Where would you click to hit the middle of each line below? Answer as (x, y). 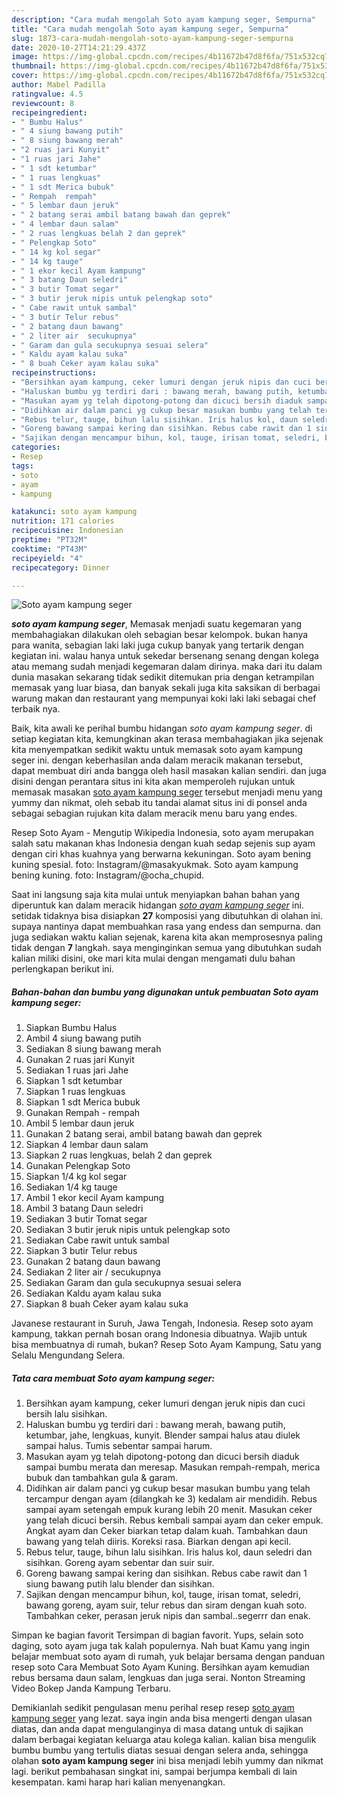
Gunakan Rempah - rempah (83, 1113)
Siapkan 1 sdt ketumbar (74, 1081)
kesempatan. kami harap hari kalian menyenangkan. (118, 1782)
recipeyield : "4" (47, 558)
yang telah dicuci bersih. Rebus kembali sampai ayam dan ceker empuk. (174, 1520)
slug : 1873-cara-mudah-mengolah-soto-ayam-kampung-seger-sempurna (152, 38)
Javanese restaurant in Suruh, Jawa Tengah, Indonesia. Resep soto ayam (162, 1323)
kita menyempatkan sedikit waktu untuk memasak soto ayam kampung (157, 750)
